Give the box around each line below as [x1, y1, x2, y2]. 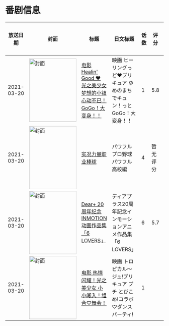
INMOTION [81, 214, 107, 222]
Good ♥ [81, 74, 101, 81]
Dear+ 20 [81, 200, 104, 207]
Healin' [81, 68, 98, 75]
